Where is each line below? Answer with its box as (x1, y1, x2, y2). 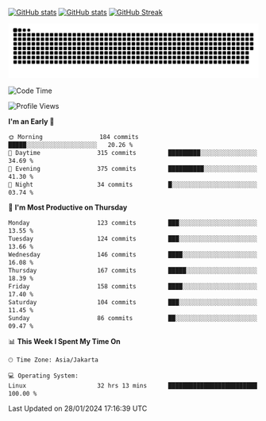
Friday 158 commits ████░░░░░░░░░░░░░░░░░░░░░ (8, 282, 258, 290)
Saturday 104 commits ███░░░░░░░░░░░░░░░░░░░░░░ (8, 298, 258, 306)
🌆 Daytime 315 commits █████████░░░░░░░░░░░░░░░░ (8, 149, 258, 156)
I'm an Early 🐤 (8, 116, 55, 126)
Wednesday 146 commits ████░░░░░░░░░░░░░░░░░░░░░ (8, 250, 258, 258)
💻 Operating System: (8, 372, 79, 380)
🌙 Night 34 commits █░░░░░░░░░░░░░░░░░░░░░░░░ (8, 180, 258, 188)
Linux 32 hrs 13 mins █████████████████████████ (8, 381, 258, 389)
